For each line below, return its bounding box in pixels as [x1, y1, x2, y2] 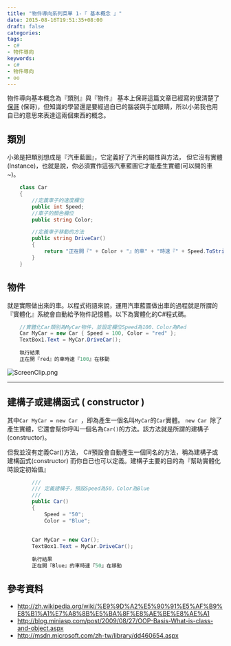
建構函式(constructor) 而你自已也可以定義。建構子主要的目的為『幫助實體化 [7, 456, 221, 464]
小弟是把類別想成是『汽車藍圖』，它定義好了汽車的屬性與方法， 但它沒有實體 [7, 153, 223, 161]
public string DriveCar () [32, 235, 107, 242]
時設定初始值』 [7, 465, 49, 473]
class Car [19, 184, 48, 191]
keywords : [7, 55, 36, 62]
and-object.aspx [16, 624, 64, 632]
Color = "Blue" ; [43, 517, 91, 525]
